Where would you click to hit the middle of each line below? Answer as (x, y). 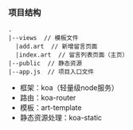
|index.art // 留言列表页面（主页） (72, 55)
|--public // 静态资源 (45, 64)
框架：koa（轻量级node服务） (69, 88)
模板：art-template (51, 108)
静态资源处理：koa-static (61, 118)
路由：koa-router (48, 98)
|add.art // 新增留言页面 (57, 47)
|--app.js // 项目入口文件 (51, 72)
